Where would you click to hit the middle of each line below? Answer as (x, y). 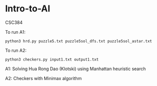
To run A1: (15, 32)
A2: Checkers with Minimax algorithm (43, 78)
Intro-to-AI (28, 9)
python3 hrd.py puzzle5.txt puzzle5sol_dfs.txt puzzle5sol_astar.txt (79, 41)
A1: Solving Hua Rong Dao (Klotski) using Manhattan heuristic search (76, 69)
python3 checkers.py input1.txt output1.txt (52, 59)
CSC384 (14, 22)
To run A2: (16, 50)
